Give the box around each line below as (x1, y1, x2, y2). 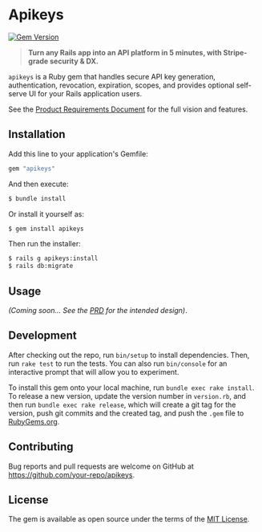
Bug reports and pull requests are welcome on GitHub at (8, 461, 195, 471)
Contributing (8, 440, 74, 454)
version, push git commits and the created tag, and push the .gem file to (8, 408, 244, 418)
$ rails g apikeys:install (8, 254, 99, 262)
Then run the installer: (8, 239, 82, 249)
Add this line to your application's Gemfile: (8, 148, 148, 158)
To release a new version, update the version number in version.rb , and (8, 391, 247, 400)
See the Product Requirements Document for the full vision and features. (8, 104, 248, 114)
